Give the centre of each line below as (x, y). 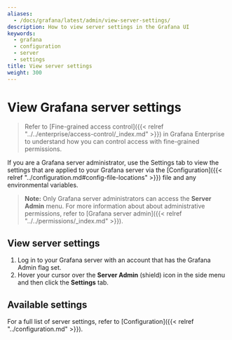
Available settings (47, 305)
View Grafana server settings (94, 107)
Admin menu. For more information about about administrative (115, 206)
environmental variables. (43, 185)
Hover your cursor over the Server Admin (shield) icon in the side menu (121, 275)
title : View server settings (50, 66)
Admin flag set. (39, 268)
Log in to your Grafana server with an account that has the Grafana (114, 260)
